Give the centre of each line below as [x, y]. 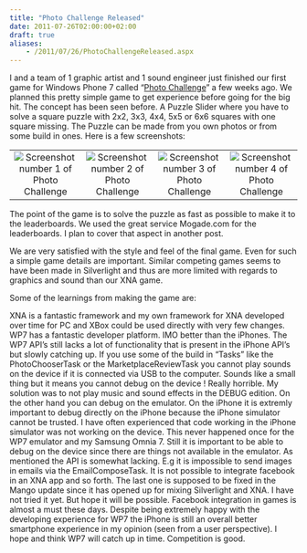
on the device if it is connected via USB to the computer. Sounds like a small [153, 374]
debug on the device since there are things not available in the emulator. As [152, 452]
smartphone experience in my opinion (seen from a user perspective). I [143, 529]
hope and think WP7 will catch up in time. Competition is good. [127, 538]
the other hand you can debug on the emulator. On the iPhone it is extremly [151, 403]
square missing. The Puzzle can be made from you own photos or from [143, 126]
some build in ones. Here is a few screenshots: [97, 136]
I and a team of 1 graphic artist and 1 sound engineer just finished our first [148, 78]
